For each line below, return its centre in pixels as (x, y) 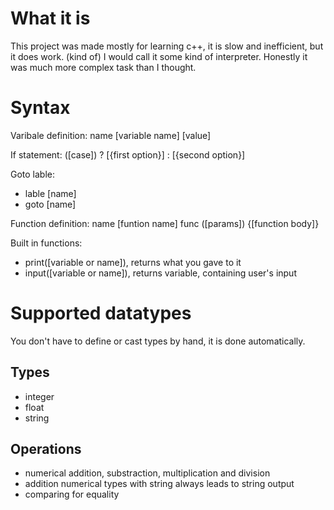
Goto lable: (33, 174)
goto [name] (50, 204)
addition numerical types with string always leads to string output (159, 484)
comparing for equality (72, 494)
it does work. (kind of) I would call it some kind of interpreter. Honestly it (159, 56)
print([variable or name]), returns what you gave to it (133, 262)
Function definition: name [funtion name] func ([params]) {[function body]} (165, 223)
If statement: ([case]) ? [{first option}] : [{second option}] (128, 154)
